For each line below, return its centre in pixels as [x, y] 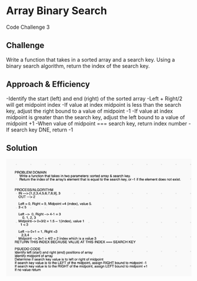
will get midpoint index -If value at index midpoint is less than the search [94, 104]
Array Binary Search [57, 11]
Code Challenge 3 [28, 27]
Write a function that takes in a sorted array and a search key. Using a [91, 59]
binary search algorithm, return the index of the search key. [78, 66]
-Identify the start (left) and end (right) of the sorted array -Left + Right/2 [94, 99]
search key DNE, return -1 [42, 130]
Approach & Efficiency [48, 84]
